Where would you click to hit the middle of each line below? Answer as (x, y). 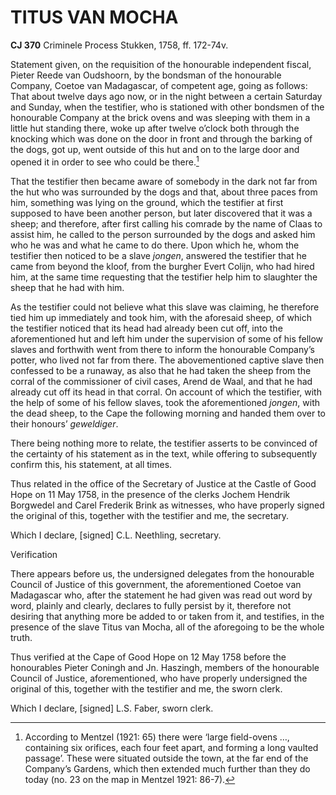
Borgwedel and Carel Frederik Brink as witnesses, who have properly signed (167, 505)
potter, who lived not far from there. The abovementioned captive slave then (167, 360)
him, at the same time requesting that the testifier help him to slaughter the (164, 277)
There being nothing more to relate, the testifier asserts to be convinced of (164, 443)
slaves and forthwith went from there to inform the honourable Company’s (162, 349)
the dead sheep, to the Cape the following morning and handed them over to (168, 413)
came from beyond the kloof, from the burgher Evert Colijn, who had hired (162, 266)
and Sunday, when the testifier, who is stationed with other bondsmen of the (167, 107)
